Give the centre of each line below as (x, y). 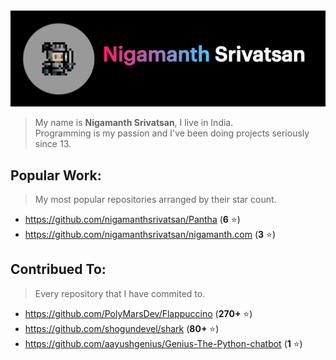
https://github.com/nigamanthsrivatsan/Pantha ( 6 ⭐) (132, 220)
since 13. (53, 144)
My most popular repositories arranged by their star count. (155, 200)
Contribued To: (58, 269)
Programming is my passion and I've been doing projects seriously (172, 133)
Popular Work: (56, 175)
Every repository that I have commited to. (120, 293)
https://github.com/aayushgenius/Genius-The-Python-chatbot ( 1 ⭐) (163, 343)
